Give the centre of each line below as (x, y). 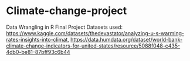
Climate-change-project (67, 11)
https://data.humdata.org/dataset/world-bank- (126, 39)
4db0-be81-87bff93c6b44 (38, 52)
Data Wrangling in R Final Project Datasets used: (65, 27)
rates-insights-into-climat (37, 39)
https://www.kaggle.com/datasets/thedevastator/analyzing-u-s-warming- (95, 33)
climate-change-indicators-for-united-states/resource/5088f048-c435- (93, 46)
